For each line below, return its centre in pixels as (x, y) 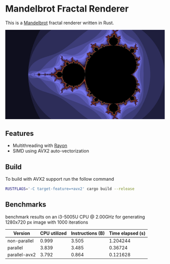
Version (22, 233)
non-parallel (20, 241)
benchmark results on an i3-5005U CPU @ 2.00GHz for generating (75, 217)
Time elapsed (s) (127, 233)
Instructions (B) (88, 233)
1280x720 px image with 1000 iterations (47, 222)
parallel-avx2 (22, 255)
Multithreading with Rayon (40, 146)
